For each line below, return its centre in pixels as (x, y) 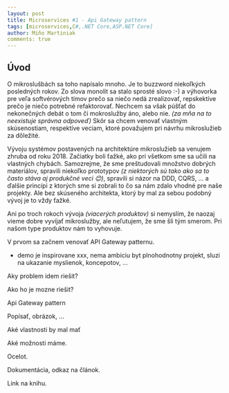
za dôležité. (24, 135)
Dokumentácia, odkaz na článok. (54, 369)
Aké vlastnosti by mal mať (44, 329)
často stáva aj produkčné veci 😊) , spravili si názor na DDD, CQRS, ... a (108, 178)
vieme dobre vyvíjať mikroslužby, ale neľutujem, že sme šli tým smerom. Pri (115, 221)
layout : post (26, 13)
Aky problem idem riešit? (43, 276)
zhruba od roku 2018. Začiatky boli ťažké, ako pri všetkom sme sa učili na (112, 156)
